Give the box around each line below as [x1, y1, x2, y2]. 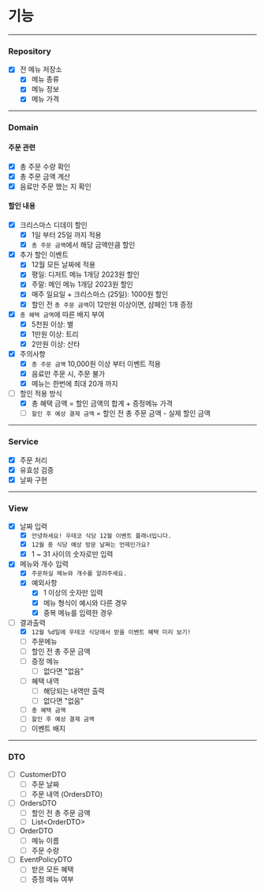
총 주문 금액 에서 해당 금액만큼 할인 [31, 240, 136, 250]
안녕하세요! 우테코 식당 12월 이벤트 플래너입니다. [31, 532, 172, 540]
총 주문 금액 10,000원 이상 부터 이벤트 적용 [31, 359, 162, 368]
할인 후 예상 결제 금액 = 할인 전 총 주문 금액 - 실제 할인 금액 [31, 409, 211, 418]
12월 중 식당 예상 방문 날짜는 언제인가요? [31, 541, 151, 549]
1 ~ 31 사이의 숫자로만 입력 [31, 549, 114, 559]
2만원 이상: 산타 [31, 339, 80, 349]
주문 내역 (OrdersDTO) [31, 789, 103, 799]
